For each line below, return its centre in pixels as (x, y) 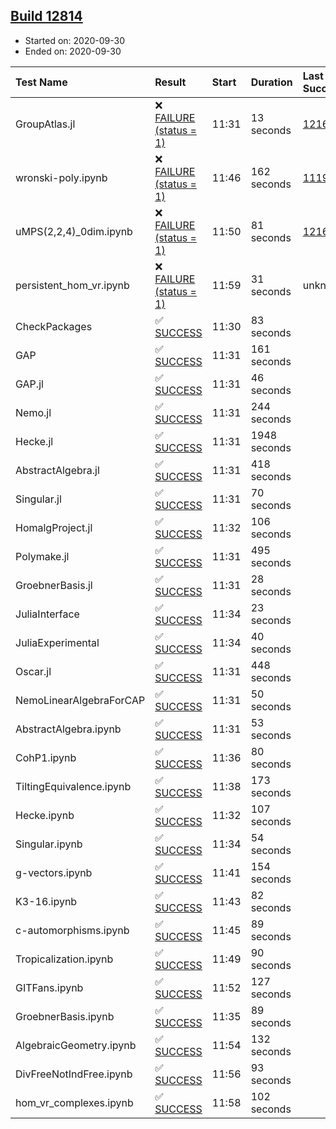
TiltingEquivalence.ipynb (73, 786)
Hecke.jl (34, 441)
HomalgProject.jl (54, 527)
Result (170, 82)
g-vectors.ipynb (54, 872)
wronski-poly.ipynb (61, 177)
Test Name (41, 82)
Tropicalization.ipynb (64, 959)
